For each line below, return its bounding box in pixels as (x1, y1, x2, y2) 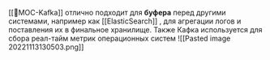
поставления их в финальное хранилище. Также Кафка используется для (8, 25, 263, 34)
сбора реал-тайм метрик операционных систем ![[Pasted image (8, 33, 231, 43)
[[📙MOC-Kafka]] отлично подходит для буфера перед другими (8, 8, 226, 17)
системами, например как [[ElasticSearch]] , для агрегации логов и (8, 16, 242, 26)
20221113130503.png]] (8, 42, 84, 52)
